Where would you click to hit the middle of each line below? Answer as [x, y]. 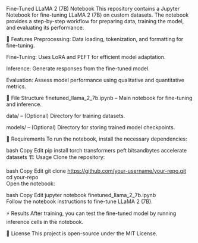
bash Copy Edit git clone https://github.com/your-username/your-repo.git [96, 171]
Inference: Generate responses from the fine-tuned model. [78, 68]
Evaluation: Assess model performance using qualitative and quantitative [95, 80]
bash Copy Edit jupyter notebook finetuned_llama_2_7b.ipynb [81, 195]
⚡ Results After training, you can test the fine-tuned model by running [91, 213]
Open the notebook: [31, 183]
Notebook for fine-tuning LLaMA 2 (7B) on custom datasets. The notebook [98, 15]
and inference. [24, 104]
